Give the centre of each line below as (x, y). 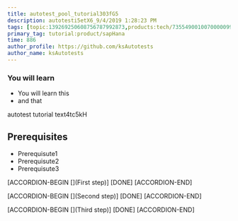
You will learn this (43, 93)
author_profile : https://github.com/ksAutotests (80, 47)
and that (30, 101)
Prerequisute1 (38, 153)
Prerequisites (38, 137)
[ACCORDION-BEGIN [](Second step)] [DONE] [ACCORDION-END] (104, 196)
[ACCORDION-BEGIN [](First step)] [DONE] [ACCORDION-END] (100, 182)
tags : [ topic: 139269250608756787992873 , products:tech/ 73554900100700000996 (121, 27)
